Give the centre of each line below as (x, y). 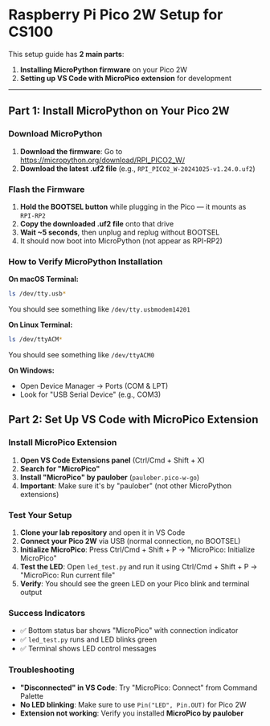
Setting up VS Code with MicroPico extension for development (125, 78)
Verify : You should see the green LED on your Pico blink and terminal (135, 583)
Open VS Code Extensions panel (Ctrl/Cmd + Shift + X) (112, 460)
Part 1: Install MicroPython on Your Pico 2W (119, 111)
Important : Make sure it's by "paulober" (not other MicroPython (125, 485)
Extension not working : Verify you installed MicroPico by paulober (131, 713)
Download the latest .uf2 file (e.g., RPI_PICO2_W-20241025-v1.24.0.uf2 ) (137, 168)
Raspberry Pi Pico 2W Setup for (116, 15)
